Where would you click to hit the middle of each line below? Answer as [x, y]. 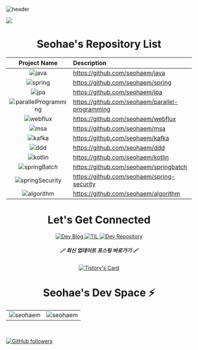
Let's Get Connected [99, 220]
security [84, 184]
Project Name [38, 63]
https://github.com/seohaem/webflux [124, 118]
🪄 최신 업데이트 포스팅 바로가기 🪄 [99, 251]
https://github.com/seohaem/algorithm [126, 194]
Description [90, 63]
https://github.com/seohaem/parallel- [126, 102]
